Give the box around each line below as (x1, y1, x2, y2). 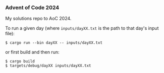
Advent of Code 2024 (5, 4, 60, 11)
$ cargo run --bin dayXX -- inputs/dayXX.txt (5, 40, 102, 45)
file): (5, 31, 15, 37)
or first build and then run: (5, 49, 60, 55)
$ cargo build (5, 59, 35, 64)
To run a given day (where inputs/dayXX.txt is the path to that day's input (5, 25, 159, 31)
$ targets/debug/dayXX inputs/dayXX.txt (5, 63, 92, 68)
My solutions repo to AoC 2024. (5, 16, 72, 22)
